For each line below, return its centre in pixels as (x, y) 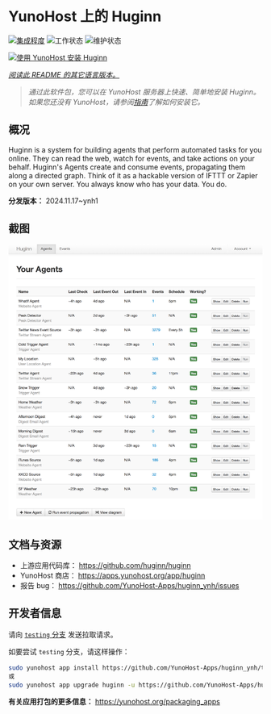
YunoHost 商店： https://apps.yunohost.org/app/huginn (113, 576)
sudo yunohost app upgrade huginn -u (72, 685)
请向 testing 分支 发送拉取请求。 (63, 634)
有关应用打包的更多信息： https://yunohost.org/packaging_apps (114, 701)
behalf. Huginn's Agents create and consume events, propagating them (127, 167)
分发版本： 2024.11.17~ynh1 (53, 200)
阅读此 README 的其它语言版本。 (64, 74)
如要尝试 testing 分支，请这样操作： (69, 651)
